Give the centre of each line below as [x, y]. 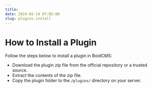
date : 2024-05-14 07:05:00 [32, 14]
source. [20, 70]
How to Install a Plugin [51, 42]
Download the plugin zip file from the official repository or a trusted [80, 65]
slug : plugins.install [28, 18]
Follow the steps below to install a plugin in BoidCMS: [59, 56]
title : [12, 9]
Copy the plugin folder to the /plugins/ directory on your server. [77, 81]
